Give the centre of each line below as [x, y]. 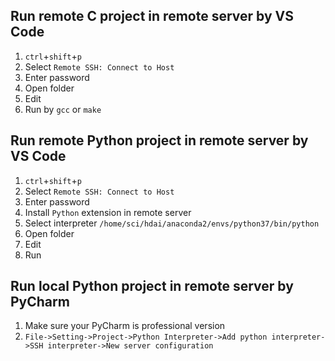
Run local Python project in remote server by [152, 286]
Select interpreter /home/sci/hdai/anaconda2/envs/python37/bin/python [172, 223]
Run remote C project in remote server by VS [152, 16]
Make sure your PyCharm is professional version [125, 326]
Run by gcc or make [63, 109]
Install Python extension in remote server [108, 212]
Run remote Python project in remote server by [159, 140]
